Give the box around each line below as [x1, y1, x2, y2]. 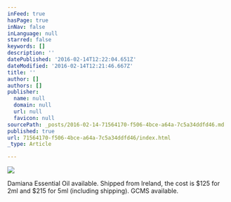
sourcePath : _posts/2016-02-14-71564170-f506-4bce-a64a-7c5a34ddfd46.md [7, 121, 225, 128]
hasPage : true [7, 17, 49, 24]
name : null [13, 95, 46, 102]
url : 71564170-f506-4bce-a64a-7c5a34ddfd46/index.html [7, 134, 171, 141]
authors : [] [7, 82, 42, 89]
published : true [7, 128, 55, 135]
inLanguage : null [7, 29, 58, 37]
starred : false [7, 36, 52, 43]
